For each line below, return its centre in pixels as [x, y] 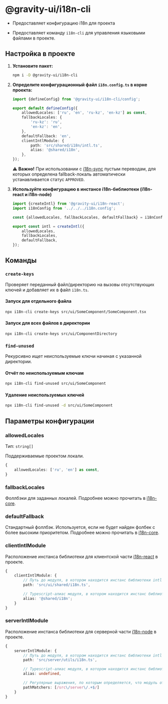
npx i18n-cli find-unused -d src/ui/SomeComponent [59, 406]
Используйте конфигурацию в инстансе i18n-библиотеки [75, 189]
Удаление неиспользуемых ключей [45, 395]
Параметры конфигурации [50, 421]
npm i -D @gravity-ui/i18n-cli [45, 75]
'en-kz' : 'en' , [46, 127]
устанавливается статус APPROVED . [48, 179]
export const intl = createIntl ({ [48, 226]
